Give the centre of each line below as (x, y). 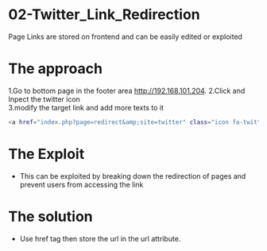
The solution (50, 216)
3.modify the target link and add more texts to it (86, 107)
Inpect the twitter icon (44, 99)
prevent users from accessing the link (81, 184)
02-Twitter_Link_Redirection (104, 15)
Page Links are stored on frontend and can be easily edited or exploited (125, 37)
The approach (56, 69)
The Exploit (46, 154)
